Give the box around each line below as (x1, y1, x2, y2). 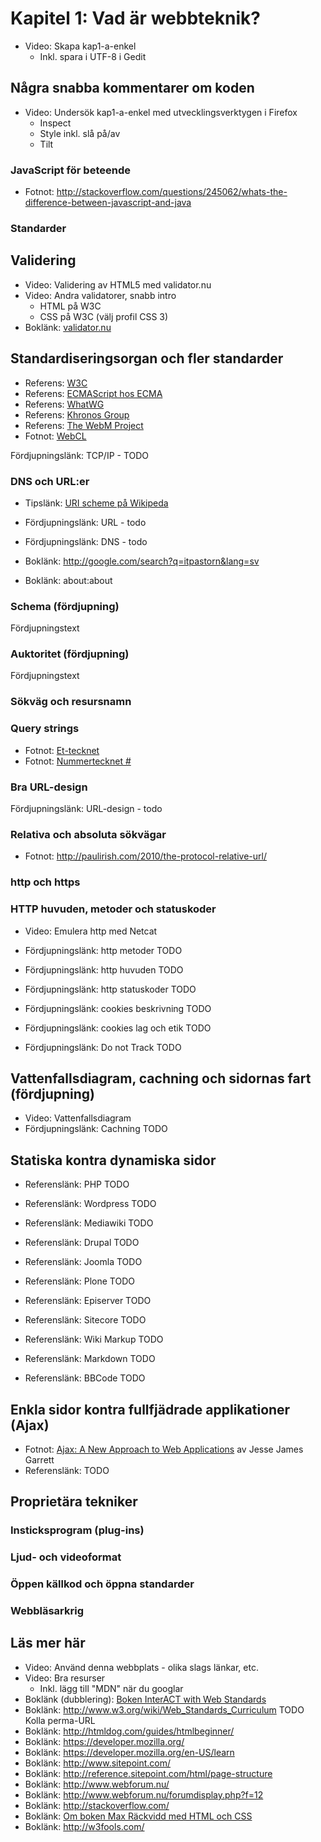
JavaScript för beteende (10, 163, 131, 177)
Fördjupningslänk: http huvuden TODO (24, 963, 184, 976)
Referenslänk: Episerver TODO (24, 1295, 152, 1307)
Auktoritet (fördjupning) (10, 647, 130, 661)
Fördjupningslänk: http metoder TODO (24, 944, 183, 956)
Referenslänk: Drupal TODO (24, 1237, 140, 1249)
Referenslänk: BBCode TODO (24, 1372, 146, 1384)
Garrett (24, 1453, 55, 1466)
